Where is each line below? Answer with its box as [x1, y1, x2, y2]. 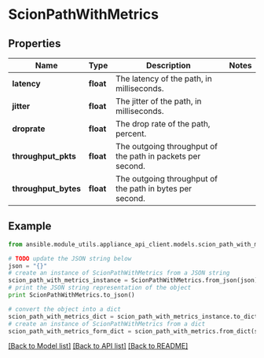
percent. [115, 128, 147, 139]
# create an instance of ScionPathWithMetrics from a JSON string [8, 269, 230, 277]
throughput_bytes [12, 183, 81, 194]
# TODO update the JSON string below [8, 254, 132, 262]
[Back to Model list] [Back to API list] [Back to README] [8, 342, 189, 351]
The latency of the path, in [115, 73, 212, 84]
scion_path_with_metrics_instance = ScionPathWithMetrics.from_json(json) [8, 276, 258, 284]
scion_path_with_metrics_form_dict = [8, 327, 132, 335]
